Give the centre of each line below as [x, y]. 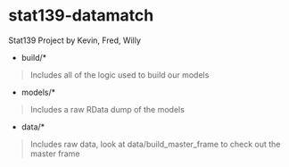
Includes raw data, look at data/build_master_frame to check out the [155, 144]
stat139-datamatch [81, 16]
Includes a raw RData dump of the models [107, 109]
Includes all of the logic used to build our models [120, 75]
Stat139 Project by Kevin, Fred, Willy [75, 40]
